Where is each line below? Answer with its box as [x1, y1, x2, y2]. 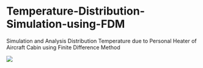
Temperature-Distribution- [6, 4, 146, 18]
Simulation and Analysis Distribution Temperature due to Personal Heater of [6, 37, 197, 44]
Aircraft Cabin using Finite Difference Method [6, 44, 120, 51]
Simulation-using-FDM [6, 17, 125, 31]
